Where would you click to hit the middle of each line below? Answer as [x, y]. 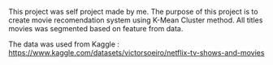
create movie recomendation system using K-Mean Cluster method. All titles [136, 20]
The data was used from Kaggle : [64, 44]
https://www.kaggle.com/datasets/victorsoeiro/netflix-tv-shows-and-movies [136, 53]
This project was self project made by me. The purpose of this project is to [133, 12]
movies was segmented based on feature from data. [96, 28]
